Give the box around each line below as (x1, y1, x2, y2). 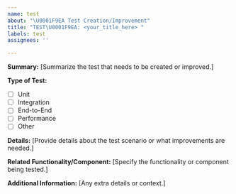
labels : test (7, 30, 46, 38)
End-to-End (17, 106, 52, 114)
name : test (7, 10, 40, 18)
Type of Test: (7, 76, 47, 85)
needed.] (7, 144, 34, 153)
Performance (17, 114, 57, 123)
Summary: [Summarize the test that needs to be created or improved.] (7, 63, 214, 71)
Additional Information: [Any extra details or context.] (7, 179, 166, 188)
